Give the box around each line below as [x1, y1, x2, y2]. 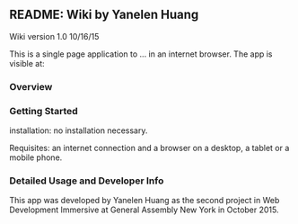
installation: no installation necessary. [9, 125, 148, 136]
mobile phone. [9, 152, 63, 163]
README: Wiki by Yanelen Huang [9, 7, 199, 22]
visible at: [9, 58, 45, 68]
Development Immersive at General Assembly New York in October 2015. [9, 204, 279, 215]
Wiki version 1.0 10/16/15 [9, 31, 100, 41]
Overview [9, 80, 53, 93]
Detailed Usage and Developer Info [9, 175, 164, 187]
